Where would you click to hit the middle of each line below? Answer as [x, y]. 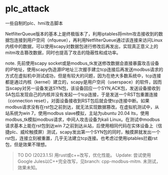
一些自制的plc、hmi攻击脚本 [34, 23]
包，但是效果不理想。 [27, 144]
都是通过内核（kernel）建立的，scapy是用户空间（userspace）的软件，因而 [83, 82]
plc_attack [27, 9]
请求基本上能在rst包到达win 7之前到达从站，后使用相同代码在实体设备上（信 [84, 125]
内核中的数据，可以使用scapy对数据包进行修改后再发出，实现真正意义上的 [82, 46]
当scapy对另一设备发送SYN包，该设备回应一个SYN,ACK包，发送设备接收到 [83, 88]
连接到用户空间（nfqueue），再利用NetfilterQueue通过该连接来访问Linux [88, 40]
